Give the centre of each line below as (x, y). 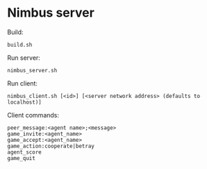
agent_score (24, 152)
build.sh (20, 45)
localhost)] (24, 102)
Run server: (24, 58)
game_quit (22, 158)
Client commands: (33, 115)
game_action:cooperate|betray (51, 146)
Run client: (23, 83)
